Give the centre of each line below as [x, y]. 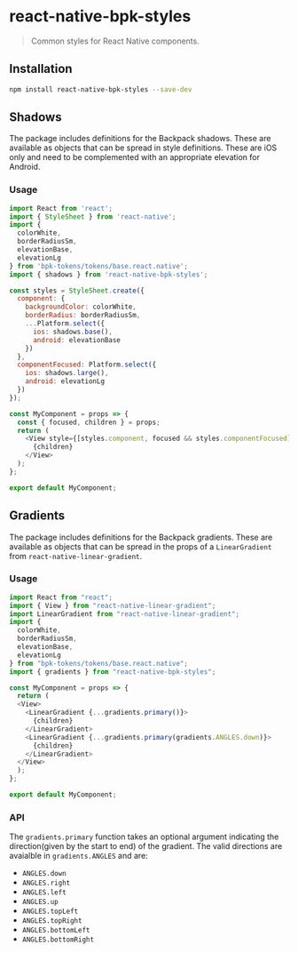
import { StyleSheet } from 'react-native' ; [93, 216]
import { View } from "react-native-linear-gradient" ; [113, 605]
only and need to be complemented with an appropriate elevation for [134, 157]
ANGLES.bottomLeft [56, 931]
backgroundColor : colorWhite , [81, 307]
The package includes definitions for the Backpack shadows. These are [140, 139]
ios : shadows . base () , [73, 332]
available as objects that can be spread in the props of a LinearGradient [141, 546]
